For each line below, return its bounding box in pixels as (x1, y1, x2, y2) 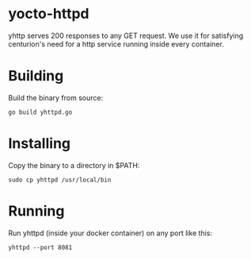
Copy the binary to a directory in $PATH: (8, 160, 140, 170)
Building (8, 67, 64, 85)
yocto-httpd (8, 5, 89, 23)
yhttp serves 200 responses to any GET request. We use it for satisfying (8, 31, 244, 40)
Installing (8, 135, 71, 152)
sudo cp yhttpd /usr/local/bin (8, 175, 112, 184)
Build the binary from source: (8, 92, 104, 103)
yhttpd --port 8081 (8, 243, 73, 251)
